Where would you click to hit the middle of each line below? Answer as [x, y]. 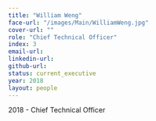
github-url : [27, 66]
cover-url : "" [31, 30]
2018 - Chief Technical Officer [57, 110]
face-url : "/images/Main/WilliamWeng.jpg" [78, 23]
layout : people [33, 88]
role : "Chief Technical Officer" [63, 37]
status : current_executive [52, 73]
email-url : [26, 52]
